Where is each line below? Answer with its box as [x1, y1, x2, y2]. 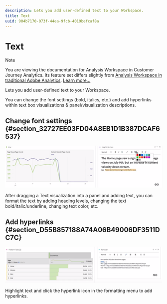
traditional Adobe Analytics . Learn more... [5, 77, 91, 83]
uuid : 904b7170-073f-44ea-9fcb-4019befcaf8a [5, 18, 99, 23]
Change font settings [5, 116, 72, 125]
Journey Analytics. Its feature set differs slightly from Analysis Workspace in [5, 72, 162, 78]
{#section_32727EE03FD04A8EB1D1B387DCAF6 [5, 124, 161, 133]
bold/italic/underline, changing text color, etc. [5, 203, 99, 209]
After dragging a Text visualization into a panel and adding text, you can [5, 193, 153, 199]
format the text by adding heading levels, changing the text [5, 198, 127, 204]
